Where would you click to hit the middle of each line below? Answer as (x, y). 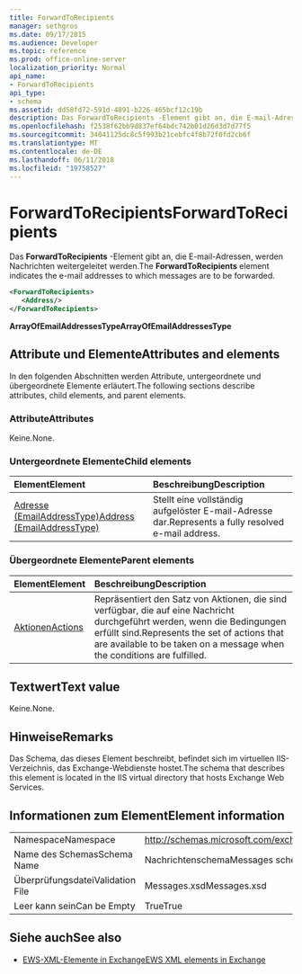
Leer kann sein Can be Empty (75, 907)
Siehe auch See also (66, 938)
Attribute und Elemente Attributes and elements (145, 355)
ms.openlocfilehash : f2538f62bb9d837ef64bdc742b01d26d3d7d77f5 (130, 127)
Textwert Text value (65, 688)
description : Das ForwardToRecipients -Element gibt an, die (126, 118)
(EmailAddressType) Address (74, 516)
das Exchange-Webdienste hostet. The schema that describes (171, 768)
